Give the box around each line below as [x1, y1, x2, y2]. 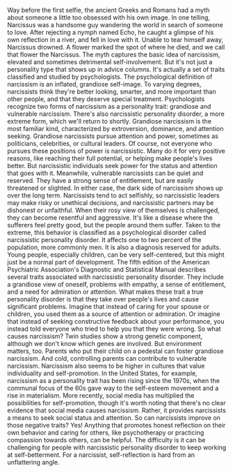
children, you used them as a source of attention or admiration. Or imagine [7, 310, 220, 318]
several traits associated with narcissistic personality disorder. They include [7, 273, 224, 281]
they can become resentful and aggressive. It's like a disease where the [7, 213, 214, 222]
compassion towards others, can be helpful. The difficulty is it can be [7, 436, 206, 444]
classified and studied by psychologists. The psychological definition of [7, 73, 213, 81]
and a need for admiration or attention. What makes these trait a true [7, 287, 204, 296]
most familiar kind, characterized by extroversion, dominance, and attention [7, 125, 224, 133]
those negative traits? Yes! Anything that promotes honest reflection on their [7, 421, 226, 429]
